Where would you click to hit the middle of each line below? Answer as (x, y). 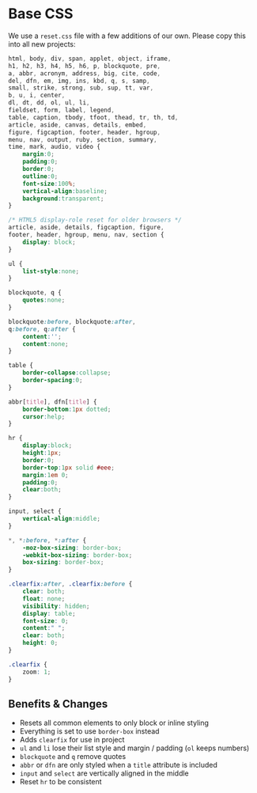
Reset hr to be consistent (60, 782)
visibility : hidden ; (56, 606)
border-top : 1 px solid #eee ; (68, 468)
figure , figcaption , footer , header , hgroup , (84, 132)
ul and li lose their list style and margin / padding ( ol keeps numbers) (134, 748)
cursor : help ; (44, 416)
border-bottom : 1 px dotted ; (67, 409)
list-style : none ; (51, 271)
